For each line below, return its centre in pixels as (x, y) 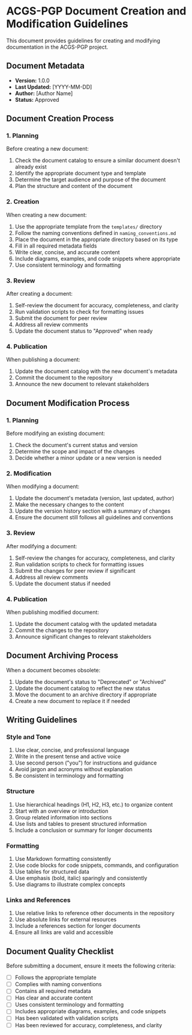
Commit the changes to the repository (62, 630)
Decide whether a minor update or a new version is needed (88, 458)
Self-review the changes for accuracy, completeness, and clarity (95, 558)
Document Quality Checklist (60, 951)
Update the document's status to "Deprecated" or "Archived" (91, 681)
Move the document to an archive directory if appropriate (86, 695)
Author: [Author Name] (44, 93)
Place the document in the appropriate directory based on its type (96, 239)
